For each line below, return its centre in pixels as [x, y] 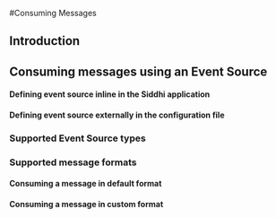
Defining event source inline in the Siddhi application [110, 94]
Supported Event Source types [78, 138]
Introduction [45, 41]
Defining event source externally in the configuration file [117, 115]
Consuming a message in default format [86, 184]
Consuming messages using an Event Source [138, 71]
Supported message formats [73, 162]
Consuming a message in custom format [86, 204]
